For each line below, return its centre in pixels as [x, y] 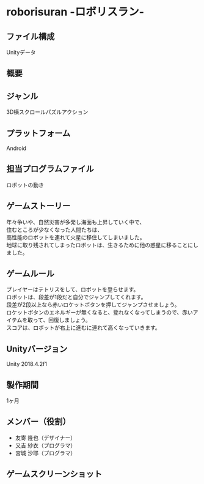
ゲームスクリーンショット [54, 474]
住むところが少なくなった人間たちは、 [54, 229]
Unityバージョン [37, 349]
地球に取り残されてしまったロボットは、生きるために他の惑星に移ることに [100, 245]
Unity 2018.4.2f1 [27, 364]
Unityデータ [21, 52]
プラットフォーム [38, 133]
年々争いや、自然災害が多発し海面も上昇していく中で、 [76, 222]
